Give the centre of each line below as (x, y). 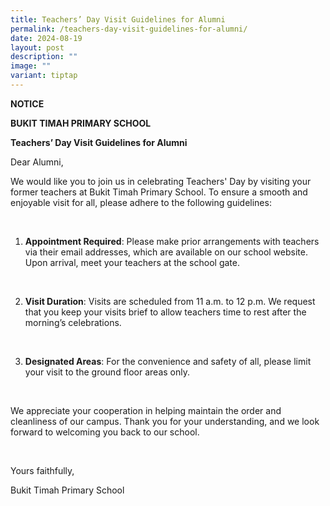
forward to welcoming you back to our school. (105, 432)
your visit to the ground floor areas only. (107, 372)
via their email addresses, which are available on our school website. (166, 252)
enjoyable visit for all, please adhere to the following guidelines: (141, 202)
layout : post (37, 47)
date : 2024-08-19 (46, 38)
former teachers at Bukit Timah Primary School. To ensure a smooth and (159, 192)
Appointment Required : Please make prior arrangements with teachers (172, 241)
